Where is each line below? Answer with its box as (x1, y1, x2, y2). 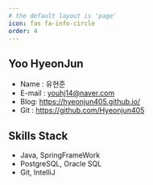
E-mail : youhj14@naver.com (19, 88, 115, 98)
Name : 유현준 (19, 79, 66, 89)
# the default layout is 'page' (8, 11, 117, 20)
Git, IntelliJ (19, 167, 56, 177)
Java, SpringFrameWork (19, 150, 101, 160)
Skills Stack (8, 128, 68, 142)
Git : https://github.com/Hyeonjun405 (19, 106, 145, 116)
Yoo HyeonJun (8, 57, 84, 70)
